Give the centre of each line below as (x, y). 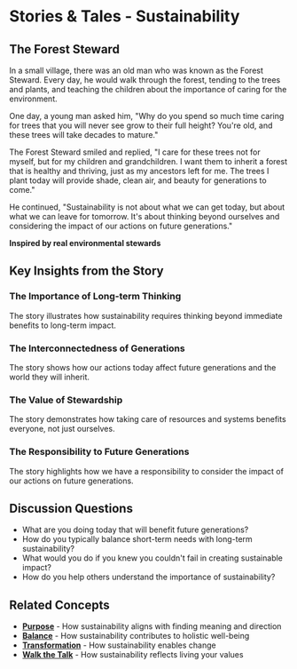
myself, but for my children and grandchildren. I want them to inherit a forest (148, 161)
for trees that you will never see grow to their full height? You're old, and (141, 125)
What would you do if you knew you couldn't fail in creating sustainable (152, 558)
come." (22, 190)
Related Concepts (60, 605)
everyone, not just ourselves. (62, 429)
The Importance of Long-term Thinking (95, 297)
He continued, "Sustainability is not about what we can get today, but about (147, 207)
